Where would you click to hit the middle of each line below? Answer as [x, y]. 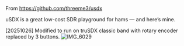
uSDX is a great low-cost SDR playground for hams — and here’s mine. [91, 19]
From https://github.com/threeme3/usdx [54, 8]
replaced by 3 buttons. [33, 37]
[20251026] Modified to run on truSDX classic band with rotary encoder [92, 30]
